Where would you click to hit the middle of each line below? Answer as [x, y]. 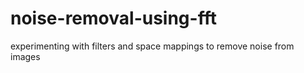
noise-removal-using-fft [113, 18]
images [25, 56]
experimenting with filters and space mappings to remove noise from [152, 46]
